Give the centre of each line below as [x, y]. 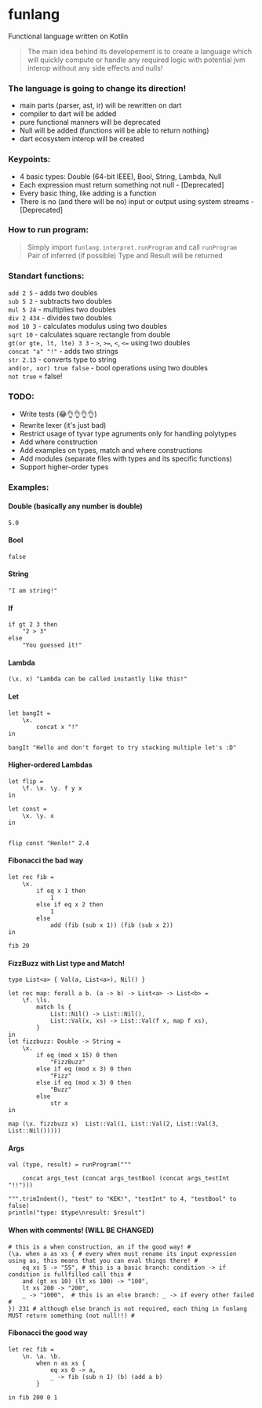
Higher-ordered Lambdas [50, 765]
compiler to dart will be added [68, 114]
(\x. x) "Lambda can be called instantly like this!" [98, 679]
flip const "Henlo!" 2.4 [49, 843]
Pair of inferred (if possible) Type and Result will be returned [125, 255]
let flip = [26, 781]
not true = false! [35, 376]
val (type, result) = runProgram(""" [70, 1165]
